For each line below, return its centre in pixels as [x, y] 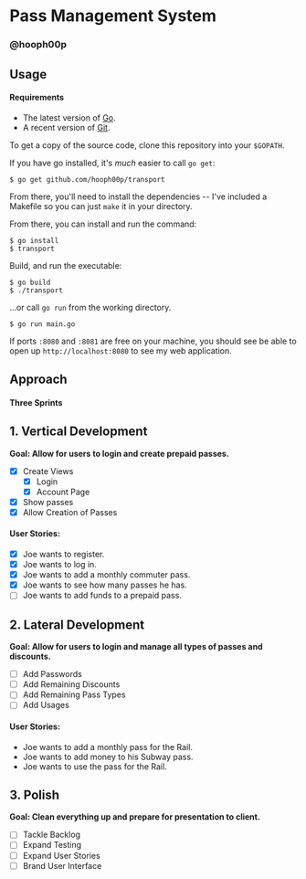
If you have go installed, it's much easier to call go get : [112, 163]
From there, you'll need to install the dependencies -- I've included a [138, 196]
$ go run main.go [42, 324]
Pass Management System [113, 16]
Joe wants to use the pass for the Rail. [95, 766]
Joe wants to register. [63, 555]
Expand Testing [52, 845]
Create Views [48, 471]
